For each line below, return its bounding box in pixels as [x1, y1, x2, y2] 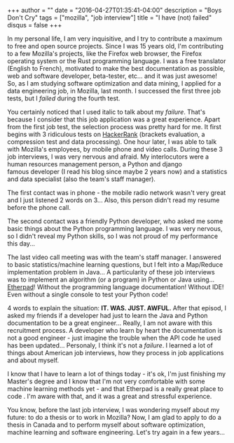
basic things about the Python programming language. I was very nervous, [7, 225, 223, 232]
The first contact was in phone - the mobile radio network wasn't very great [7, 189, 226, 197]
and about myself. [7, 356, 60, 364]
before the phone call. [7, 204, 71, 211]
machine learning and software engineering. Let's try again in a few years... [7, 428, 226, 436]
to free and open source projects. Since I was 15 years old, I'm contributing [7, 42, 224, 50]
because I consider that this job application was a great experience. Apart [7, 115, 221, 124]
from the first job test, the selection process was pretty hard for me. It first [7, 123, 222, 131]
